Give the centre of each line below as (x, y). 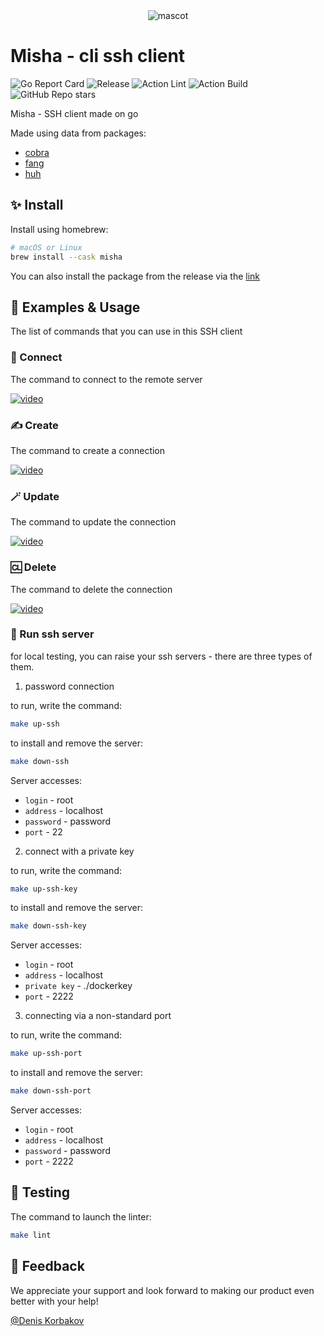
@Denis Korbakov (47, 1320)
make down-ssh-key (48, 926)
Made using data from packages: (78, 133)
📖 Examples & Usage (75, 307)
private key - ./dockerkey (78, 986)
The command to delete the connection (91, 589)
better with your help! (54, 1301)
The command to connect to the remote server (106, 379)
